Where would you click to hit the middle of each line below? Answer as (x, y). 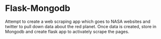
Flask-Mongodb (38, 8)
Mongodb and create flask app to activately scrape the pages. (67, 31)
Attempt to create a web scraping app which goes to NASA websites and (78, 21)
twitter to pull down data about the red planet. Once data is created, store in (81, 26)
